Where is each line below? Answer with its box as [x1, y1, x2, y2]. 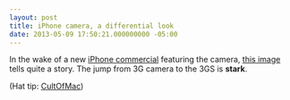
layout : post [9, 12, 58, 22]
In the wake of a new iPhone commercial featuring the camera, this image [9, 54, 281, 65]
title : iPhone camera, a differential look [9, 21, 175, 30]
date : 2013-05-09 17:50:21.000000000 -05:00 [9, 29, 178, 38]
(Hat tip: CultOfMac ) [9, 81, 84, 92]
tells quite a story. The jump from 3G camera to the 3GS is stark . [9, 63, 248, 74]
